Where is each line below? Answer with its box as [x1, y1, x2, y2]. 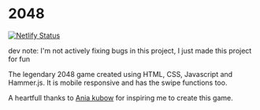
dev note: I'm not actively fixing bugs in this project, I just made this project [8, 46, 252, 55]
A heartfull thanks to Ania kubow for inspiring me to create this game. [8, 93, 234, 102]
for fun [8, 54, 31, 64]
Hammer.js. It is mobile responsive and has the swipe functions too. [8, 78, 228, 87]
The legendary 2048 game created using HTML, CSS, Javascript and [8, 69, 233, 79]
